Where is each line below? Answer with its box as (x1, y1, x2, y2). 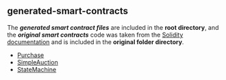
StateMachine (16, 65, 57, 73)
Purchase (16, 51, 45, 59)
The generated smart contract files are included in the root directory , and (7, 23, 219, 31)
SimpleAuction (16, 58, 58, 66)
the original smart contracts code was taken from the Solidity (7, 31, 184, 39)
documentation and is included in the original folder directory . (7, 37, 184, 46)
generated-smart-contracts (7, 5, 129, 17)
